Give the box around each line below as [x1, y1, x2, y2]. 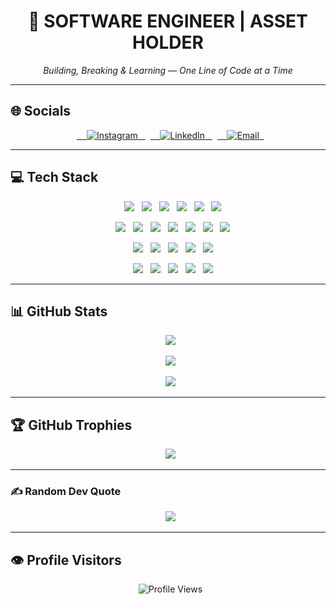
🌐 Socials [10, 103, 72, 120]
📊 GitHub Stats [10, 303, 108, 320]
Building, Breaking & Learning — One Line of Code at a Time [43, 64, 293, 76]
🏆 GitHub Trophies [10, 416, 133, 434]
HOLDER [132, 31, 204, 54]
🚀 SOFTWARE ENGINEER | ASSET [28, 10, 308, 33]
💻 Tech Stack [10, 169, 99, 186]
